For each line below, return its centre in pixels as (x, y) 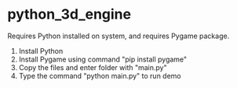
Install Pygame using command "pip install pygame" (103, 59)
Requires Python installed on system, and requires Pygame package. (118, 36)
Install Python (41, 51)
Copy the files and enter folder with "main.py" (93, 67)
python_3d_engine (69, 14)
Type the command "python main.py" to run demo (100, 76)
